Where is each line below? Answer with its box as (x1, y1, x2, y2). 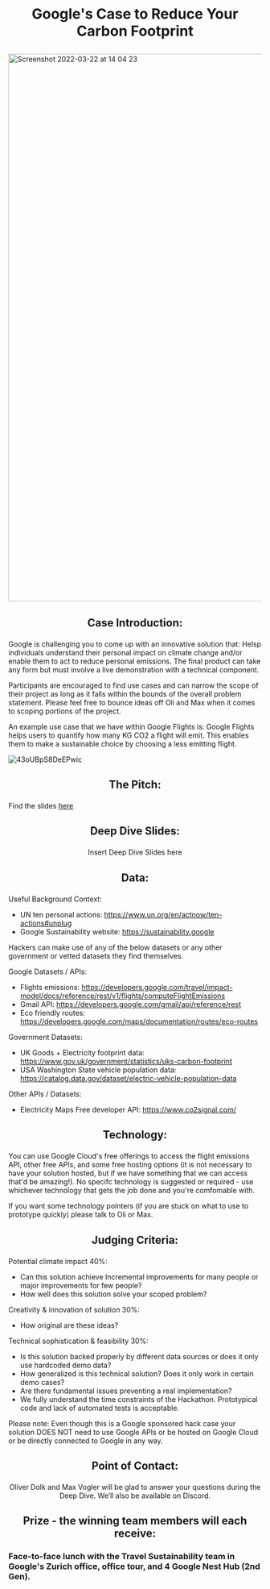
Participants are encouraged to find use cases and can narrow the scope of (8, 680, 259, 690)
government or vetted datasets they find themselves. (8, 950, 184, 960)
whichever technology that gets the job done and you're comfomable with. (8, 1186, 256, 1196)
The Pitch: (108, 777, 162, 791)
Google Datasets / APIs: (8, 967, 87, 976)
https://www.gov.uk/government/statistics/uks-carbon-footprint (19, 1056, 233, 1066)
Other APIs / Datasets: (8, 1089, 82, 1099)
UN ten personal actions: (19, 909, 103, 919)
